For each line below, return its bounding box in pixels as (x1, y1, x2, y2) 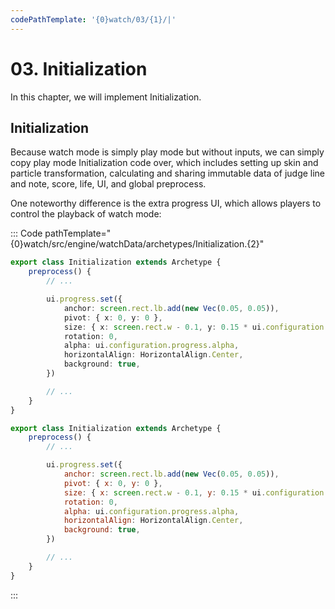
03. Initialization (10, 57, 148, 80)
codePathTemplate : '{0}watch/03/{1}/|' (10, 14, 177, 25)
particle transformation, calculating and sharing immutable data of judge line (10, 167, 326, 180)
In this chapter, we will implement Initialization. (10, 91, 202, 103)
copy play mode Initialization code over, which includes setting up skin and (10, 157, 319, 169)
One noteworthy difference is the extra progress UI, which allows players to (10, 197, 322, 210)
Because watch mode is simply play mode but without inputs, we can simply (10, 146, 325, 158)
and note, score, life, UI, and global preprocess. (10, 178, 207, 190)
